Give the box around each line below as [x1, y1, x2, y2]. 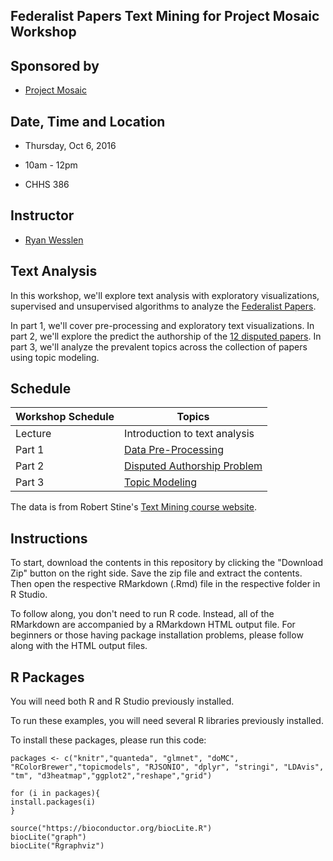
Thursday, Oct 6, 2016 [24, 140, 117, 152]
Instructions [10, 530, 88, 547]
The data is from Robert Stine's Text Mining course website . [10, 501, 258, 513]
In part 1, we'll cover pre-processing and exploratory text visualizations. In [10, 319, 315, 331]
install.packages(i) [10, 797, 97, 808]
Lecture [15, 427, 52, 441]
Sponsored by [10, 57, 100, 74]
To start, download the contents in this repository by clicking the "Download [10, 557, 324, 569]
